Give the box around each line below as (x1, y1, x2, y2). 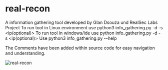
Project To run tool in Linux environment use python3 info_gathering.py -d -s (5, 24, 163, 30)
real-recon (5, 3, 50, 14)
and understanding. (5, 50, 46, 56)
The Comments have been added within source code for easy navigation (5, 45, 155, 51)
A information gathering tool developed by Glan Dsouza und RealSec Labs (5, 19, 158, 25)
